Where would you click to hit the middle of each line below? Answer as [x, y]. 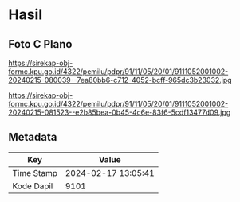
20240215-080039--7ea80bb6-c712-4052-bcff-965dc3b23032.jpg [120, 80]
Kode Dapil [33, 186]
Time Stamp [35, 173]
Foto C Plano [40, 44]
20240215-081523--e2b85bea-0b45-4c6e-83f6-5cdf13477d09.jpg [120, 112]
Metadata [33, 137]
